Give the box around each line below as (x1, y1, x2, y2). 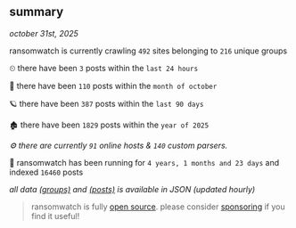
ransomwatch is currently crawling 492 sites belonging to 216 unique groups (9, 45, 288, 56)
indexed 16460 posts (9, 167, 84, 177)
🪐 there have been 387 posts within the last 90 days (9, 98, 204, 109)
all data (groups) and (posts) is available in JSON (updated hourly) (9, 183, 256, 194)
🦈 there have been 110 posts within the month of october (9, 80, 218, 91)
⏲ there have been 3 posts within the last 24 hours (9, 62, 199, 73)
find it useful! (30, 210, 80, 221)
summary (9, 4, 64, 20)
